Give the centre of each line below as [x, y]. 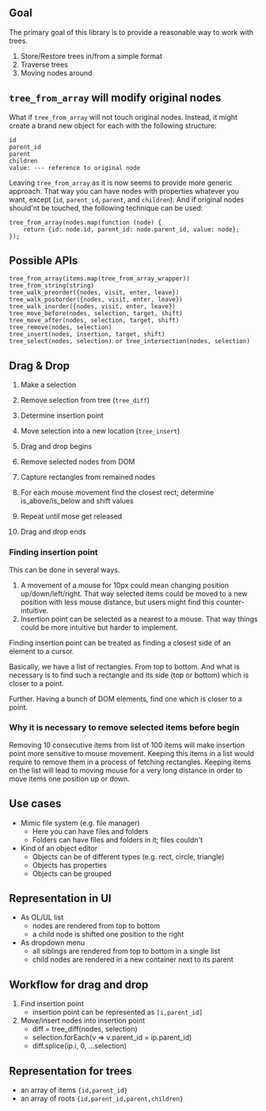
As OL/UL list [42, 917]
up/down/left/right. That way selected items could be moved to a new [134, 593]
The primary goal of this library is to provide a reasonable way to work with [131, 32]
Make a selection [48, 385]
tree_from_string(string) [51, 286]
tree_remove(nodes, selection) [61, 328]
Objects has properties [70, 865]
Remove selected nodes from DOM [78, 462]
